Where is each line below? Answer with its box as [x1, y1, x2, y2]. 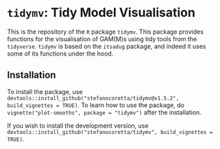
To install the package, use [7, 87, 84, 95]
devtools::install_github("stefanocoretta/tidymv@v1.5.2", [7, 95, 180, 102]
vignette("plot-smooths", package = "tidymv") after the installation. [7, 108, 202, 116]
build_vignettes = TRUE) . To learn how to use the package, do [7, 101, 185, 109]
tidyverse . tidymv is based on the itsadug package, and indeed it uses [7, 42, 206, 50]
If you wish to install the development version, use [7, 122, 149, 130]
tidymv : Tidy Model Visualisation [7, 5, 195, 21]
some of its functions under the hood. [7, 49, 114, 58]
